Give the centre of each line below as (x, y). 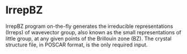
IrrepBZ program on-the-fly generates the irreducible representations (89, 26)
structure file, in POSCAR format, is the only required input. (76, 45)
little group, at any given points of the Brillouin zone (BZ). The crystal (89, 38)
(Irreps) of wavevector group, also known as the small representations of (93, 32)
